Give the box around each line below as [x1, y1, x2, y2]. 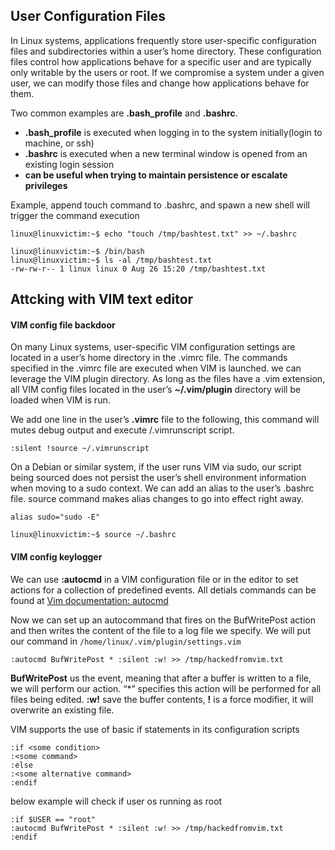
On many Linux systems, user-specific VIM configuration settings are [10, 341, 296, 353]
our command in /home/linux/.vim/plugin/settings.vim [10, 635, 242, 647]
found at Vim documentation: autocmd [10, 594, 169, 606]
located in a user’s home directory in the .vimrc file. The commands [10, 352, 288, 364]
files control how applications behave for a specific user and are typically [10, 55, 312, 68]
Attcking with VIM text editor [10, 291, 194, 308]
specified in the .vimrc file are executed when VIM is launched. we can [10, 362, 302, 374]
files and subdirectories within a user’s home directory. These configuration [10, 45, 322, 57]
